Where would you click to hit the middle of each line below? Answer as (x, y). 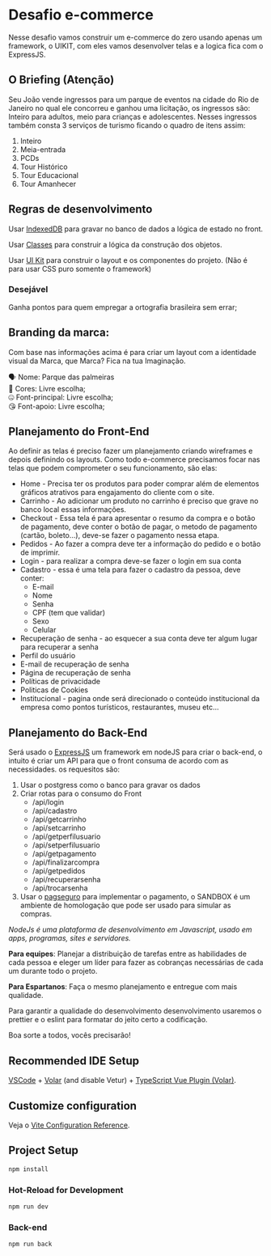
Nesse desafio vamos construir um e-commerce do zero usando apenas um (135, 37)
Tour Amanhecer (48, 184)
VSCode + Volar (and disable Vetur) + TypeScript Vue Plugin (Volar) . (123, 1080)
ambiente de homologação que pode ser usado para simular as (125, 905)
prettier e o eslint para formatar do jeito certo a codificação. (108, 1020)
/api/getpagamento (64, 854)
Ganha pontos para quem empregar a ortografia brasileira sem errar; (123, 307)
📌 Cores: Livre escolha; (47, 388)
